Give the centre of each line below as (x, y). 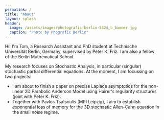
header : (13, 23)
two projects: (18, 77)
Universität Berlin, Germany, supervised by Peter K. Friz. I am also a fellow (80, 51)
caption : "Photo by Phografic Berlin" (49, 32)
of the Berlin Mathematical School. (40, 57)
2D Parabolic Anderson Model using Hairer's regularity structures (91, 91)
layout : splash (21, 19)
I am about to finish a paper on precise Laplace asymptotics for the (80, 86)
